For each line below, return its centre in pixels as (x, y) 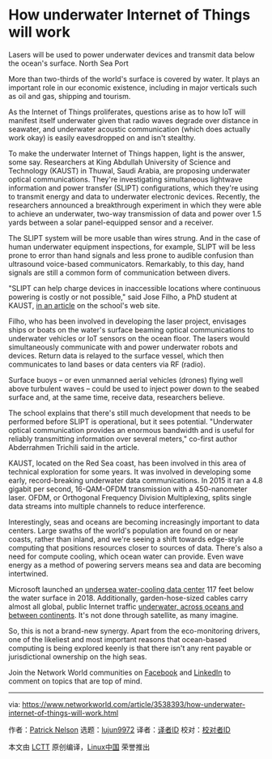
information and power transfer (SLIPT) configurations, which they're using (134, 187)
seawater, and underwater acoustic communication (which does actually (130, 129)
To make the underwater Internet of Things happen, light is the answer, (127, 153)
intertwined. (28, 573)
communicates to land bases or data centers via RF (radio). (107, 364)
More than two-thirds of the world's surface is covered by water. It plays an (134, 79)
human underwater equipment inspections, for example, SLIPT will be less (132, 247)
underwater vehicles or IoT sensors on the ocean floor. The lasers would (129, 338)
